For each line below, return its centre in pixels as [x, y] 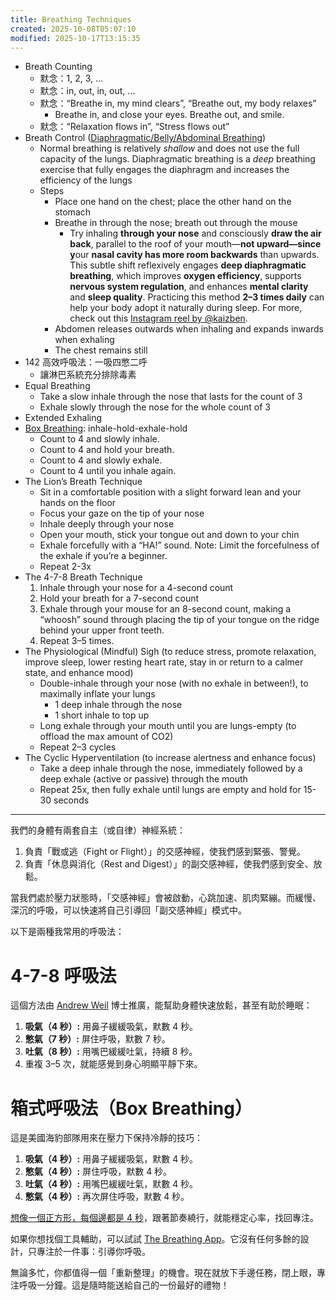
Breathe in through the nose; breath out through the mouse [176, 223]
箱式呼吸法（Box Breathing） [131, 1108]
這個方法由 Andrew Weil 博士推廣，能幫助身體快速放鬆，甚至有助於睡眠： [161, 1005]
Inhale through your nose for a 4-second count [136, 588]
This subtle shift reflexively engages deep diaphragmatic [188, 265]
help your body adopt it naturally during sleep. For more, [186, 308]
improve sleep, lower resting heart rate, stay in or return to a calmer [164, 662]
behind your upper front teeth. [102, 630]
